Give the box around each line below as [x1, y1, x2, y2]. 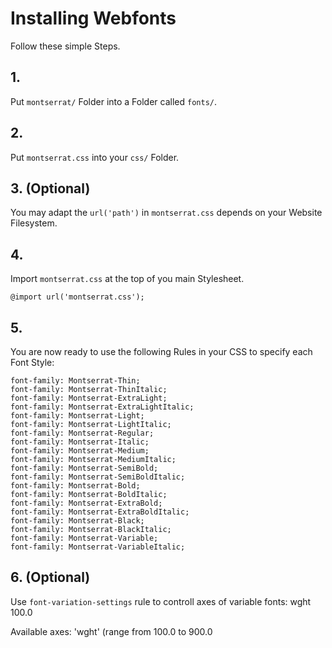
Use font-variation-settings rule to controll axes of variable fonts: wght [10, 595, 312, 607]
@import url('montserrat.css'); [10, 292, 145, 302]
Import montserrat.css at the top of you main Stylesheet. [10, 273, 245, 285]
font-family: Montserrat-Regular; [10, 428, 155, 438]
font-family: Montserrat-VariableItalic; [10, 542, 186, 552]
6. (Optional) [10, 569, 91, 586]
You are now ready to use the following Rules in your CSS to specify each [10, 346, 313, 357]
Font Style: [10, 357, 55, 368]
